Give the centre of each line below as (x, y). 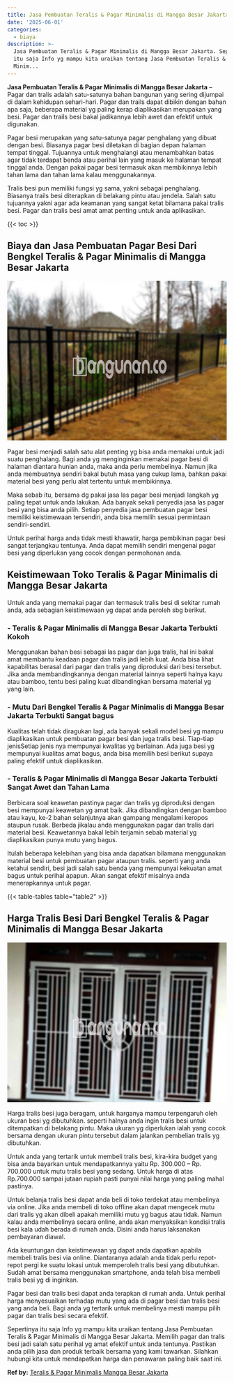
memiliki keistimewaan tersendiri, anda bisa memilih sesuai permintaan (109, 517)
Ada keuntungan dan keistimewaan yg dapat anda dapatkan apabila (104, 1250)
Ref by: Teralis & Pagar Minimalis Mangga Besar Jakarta (88, 1373)
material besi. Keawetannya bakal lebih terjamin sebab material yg (102, 832)
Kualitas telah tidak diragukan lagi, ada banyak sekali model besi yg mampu (116, 731)
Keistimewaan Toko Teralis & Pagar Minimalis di (112, 575)
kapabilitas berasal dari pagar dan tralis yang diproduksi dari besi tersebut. (115, 667)
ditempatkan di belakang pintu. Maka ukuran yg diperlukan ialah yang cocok (117, 1128)
